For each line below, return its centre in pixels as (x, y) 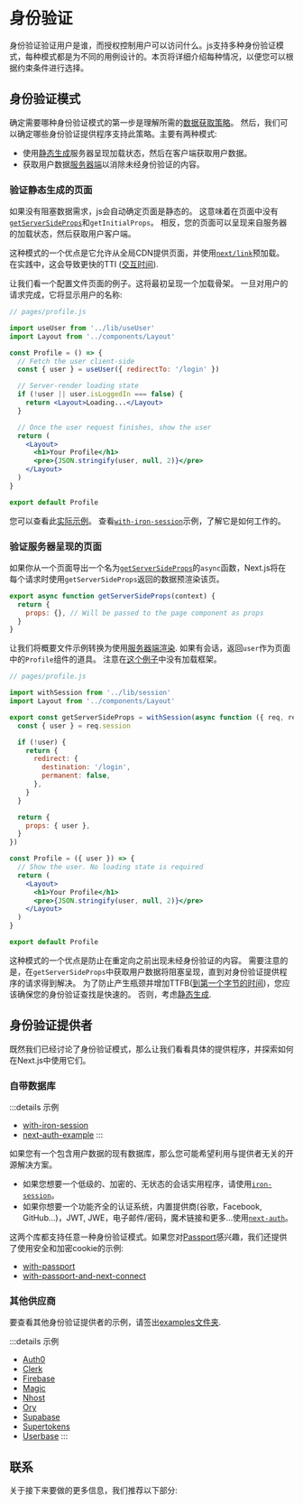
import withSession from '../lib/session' (90, 693)
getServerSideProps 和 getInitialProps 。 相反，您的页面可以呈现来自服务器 (148, 223)
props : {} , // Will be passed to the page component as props (145, 613)
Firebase (39, 1379)
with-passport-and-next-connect (84, 1276)
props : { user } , (58, 826)
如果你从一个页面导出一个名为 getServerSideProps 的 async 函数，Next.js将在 (148, 567)
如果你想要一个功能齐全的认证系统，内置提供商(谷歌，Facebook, (142, 1207)
